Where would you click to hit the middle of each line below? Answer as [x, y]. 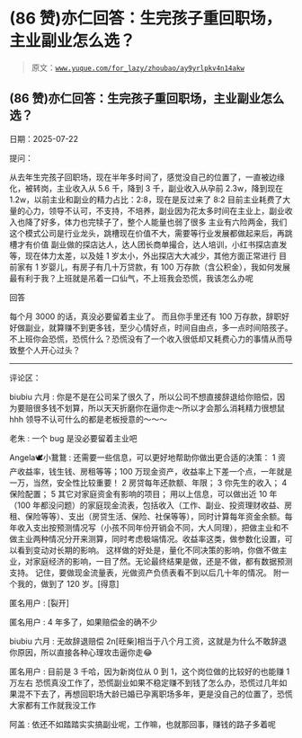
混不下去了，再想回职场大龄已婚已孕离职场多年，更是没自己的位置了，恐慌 [155, 694]
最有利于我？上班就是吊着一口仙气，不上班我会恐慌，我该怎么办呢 [131, 278]
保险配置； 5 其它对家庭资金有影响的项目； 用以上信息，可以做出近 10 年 [143, 493]
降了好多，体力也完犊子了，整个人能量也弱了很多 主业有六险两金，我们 [156, 222]
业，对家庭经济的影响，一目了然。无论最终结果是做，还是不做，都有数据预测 [151, 561]
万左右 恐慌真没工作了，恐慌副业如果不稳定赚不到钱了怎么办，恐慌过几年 [144, 682]
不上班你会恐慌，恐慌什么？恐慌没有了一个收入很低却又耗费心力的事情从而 [147, 339]
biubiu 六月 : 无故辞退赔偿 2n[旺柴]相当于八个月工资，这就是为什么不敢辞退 [148, 641]
